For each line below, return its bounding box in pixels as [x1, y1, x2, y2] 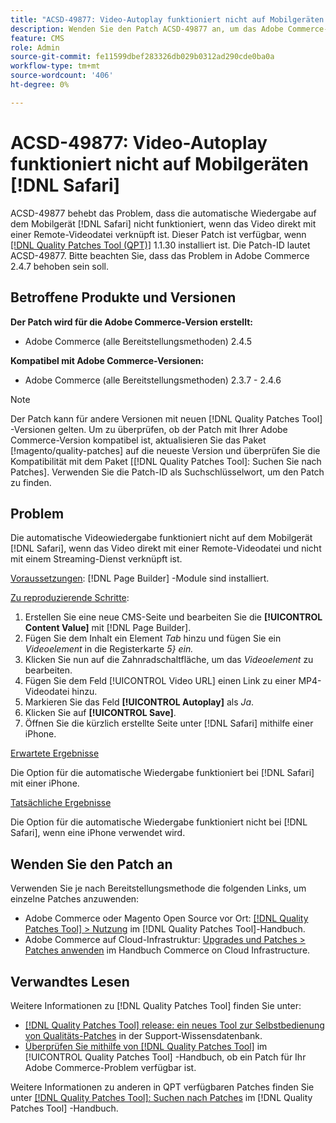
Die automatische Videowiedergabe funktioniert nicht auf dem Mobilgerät [10, 532, 313, 544]
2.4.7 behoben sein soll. [10, 260, 109, 272]
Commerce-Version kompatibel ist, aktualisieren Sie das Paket [10, 434, 267, 446]
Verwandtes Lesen [10, 973, 130, 990]
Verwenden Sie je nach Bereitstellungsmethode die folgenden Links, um [10, 882, 307, 895]
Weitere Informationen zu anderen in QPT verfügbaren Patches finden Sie [10, 1081, 315, 1093]
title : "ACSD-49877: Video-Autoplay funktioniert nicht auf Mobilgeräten [10, 14, 325, 25]
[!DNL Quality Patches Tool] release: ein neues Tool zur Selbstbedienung [24, 1019, 325, 1031]
